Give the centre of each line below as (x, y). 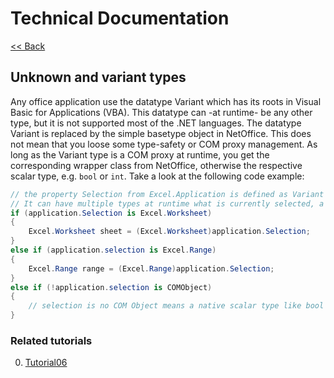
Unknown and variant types (98, 77)
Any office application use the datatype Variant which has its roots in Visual (166, 101)
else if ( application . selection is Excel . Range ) (113, 250)
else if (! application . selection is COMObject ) (111, 287)
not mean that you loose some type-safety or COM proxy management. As (164, 144)
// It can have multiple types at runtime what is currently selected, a (167, 203)
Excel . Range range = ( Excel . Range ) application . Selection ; (151, 268)
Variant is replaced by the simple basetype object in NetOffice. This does (161, 133)
